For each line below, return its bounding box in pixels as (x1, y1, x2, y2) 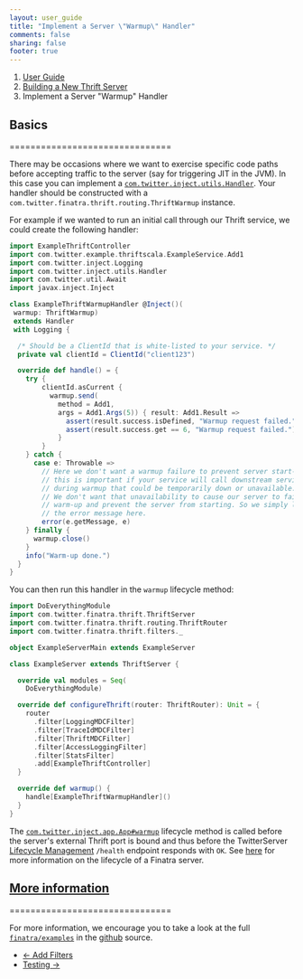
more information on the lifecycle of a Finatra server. (9, 854, 205, 865)
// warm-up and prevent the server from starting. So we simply (41, 501, 289, 510)
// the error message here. (41, 509, 147, 518)
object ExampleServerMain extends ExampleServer (9, 643, 196, 652)
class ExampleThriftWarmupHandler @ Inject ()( (9, 300, 183, 309)
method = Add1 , (57, 400, 115, 409)
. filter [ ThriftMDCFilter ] (32, 734, 131, 743)
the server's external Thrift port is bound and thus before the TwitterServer (9, 835, 289, 846)
